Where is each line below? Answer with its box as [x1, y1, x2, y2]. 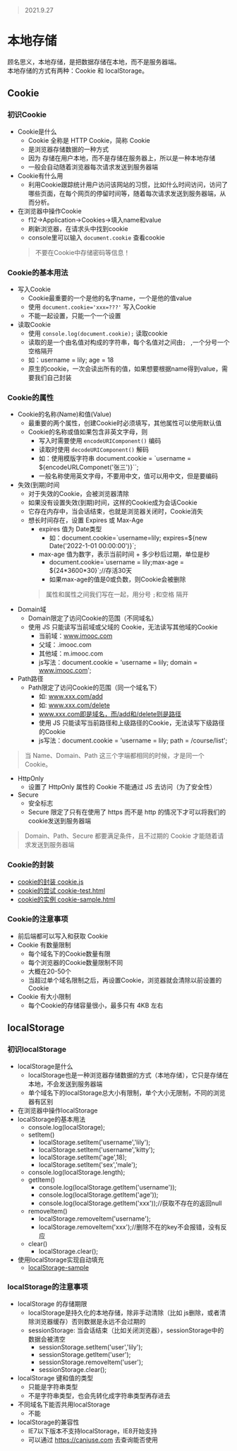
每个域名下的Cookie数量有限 [28, 949, 111, 958]
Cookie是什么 [17, 127, 58, 136]
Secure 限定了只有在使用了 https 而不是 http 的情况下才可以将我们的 [28, 808, 226, 817]
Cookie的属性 [7, 392, 54, 402]
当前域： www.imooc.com [38, 632, 113, 640]
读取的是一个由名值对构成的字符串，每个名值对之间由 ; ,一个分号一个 [28, 338, 230, 346]
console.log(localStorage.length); [28, 1168, 126, 1176]
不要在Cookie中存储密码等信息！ [35, 248, 130, 256]
